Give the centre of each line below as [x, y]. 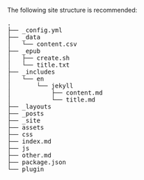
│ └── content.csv [42, 44]
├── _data [24, 37]
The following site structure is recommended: [72, 10]
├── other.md [30, 155]
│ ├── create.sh [39, 58]
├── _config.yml [35, 30]
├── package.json [37, 162]
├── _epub [24, 51]
